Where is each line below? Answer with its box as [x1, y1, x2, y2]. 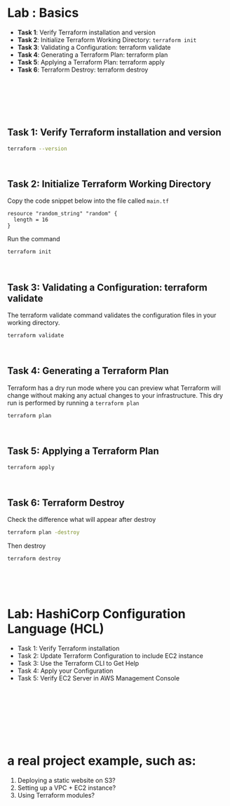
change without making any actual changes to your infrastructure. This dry [7, 391, 223, 399]
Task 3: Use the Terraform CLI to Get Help [17, 659, 140, 667]
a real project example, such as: [7, 753, 196, 769]
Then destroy [7, 542, 46, 550]
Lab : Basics [7, 5, 79, 21]
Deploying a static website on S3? [17, 776, 116, 784]
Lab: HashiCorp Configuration [7, 606, 186, 622]
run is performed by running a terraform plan [7, 398, 140, 407]
